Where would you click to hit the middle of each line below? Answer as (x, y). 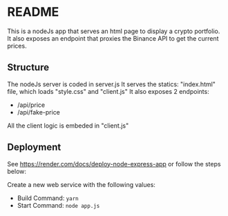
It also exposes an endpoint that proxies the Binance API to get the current (113, 38)
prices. (17, 46)
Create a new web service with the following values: (81, 184)
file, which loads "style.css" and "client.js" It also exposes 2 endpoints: (108, 91)
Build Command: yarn (48, 198)
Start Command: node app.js (58, 205)
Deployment (34, 147)
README (33, 12)
